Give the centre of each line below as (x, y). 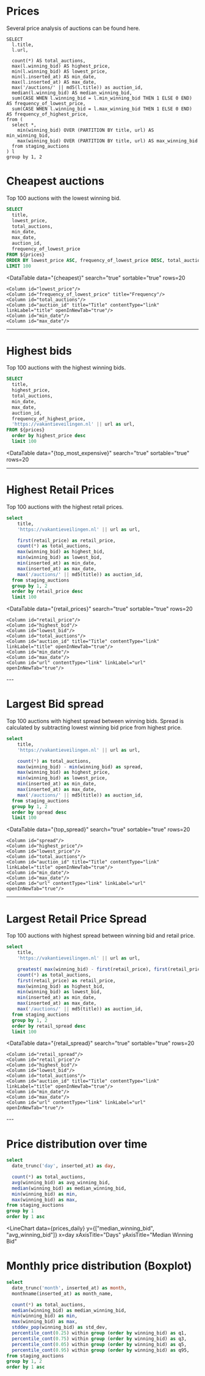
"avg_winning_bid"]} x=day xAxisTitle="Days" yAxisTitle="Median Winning (100, 1235)
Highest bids (39, 351)
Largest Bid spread (55, 704)
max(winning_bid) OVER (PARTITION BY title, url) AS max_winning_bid (108, 141)
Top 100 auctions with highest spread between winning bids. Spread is (95, 721)
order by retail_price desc (48, 592)
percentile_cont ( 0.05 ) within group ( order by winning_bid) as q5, (99, 1344)
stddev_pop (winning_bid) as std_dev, (60, 1327)
